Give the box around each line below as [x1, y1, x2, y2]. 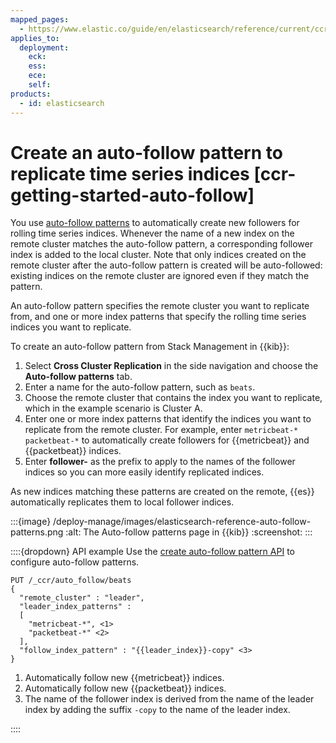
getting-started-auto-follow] [10, 184, 255, 206]
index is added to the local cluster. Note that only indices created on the [10, 249, 307, 261]
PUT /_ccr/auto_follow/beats [10, 576, 132, 586]
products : [10, 89, 52, 99]
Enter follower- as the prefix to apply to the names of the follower [24, 456, 296, 468]
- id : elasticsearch [19, 98, 105, 108]
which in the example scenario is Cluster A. [24, 402, 203, 415]
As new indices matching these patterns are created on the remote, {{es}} [10, 486, 315, 498]
